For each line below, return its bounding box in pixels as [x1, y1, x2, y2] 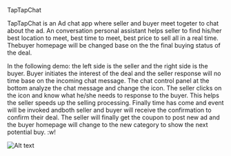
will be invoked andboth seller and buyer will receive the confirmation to [7, 106, 212, 114]
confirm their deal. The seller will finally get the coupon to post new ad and [7, 113, 221, 121]
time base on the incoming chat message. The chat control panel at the [7, 77, 210, 85]
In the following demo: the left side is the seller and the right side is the [7, 62, 208, 70]
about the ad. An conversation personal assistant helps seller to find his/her [7, 27, 222, 35]
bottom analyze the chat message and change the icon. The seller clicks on [7, 84, 222, 92]
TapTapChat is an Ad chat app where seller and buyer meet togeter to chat [7, 19, 219, 27]
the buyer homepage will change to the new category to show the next [7, 121, 208, 128]
